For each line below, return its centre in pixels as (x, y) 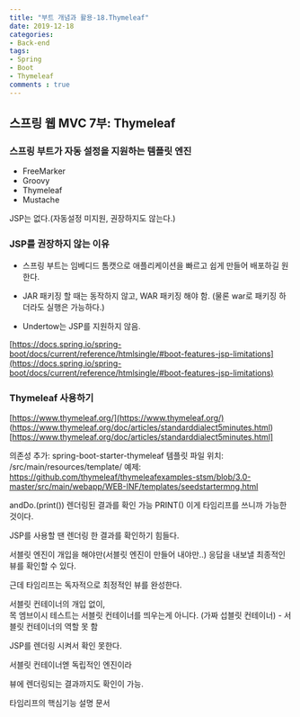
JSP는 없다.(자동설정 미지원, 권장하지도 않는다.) (93, 219)
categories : (31, 34)
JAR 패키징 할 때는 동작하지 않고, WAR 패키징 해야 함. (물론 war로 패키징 (149, 296)
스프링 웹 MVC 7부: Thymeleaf (93, 124)
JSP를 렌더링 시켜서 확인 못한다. (66, 645)
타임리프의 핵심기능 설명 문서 (60, 703)
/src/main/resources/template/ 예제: (75, 466)
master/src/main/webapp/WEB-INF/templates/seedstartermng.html (134, 486)
